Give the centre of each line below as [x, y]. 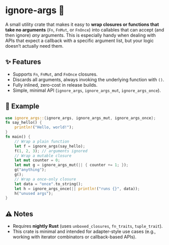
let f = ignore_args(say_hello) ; [50, 146]
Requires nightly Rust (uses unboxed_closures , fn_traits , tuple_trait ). [88, 226]
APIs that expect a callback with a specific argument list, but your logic [80, 41]
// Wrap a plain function [42, 142]
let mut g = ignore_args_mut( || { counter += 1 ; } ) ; [72, 165]
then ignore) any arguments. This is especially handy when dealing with [81, 35]
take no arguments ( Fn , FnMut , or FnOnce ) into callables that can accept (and [85, 29]
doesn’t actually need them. [34, 46]
